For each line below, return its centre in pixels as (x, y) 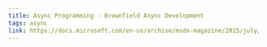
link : (17, 30)
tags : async (28, 23)
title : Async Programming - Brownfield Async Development (106, 16)
